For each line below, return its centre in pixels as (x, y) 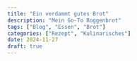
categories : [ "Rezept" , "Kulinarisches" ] (69, 33)
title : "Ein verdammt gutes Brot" (58, 14)
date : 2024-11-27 (33, 40)
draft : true (25, 46)
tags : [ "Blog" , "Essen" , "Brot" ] (56, 27)
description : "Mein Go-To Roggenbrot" (64, 20)
